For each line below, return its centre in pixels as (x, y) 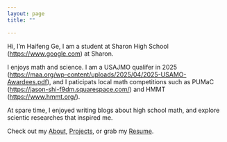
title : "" (22, 20)
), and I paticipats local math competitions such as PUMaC (130, 81)
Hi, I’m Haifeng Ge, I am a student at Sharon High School (88, 46)
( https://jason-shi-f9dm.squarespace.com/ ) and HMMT (86, 89)
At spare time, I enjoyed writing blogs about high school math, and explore (113, 110)
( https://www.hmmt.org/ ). (44, 96)
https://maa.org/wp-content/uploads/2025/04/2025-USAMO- (98, 74)
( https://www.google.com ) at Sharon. (60, 54)
